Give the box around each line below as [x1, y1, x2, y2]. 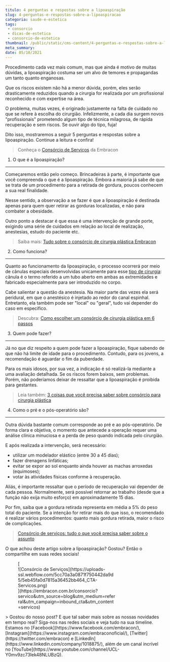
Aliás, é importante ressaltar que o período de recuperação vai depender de [5, 484, 164, 490]
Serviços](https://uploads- [50, 566, 105, 572]
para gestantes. [5, 382, 38, 388]
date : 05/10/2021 [5, 50, 42, 55]
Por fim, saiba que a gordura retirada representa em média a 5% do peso [5, 504, 158, 510]
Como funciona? [12, 248, 47, 254]
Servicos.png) [18, 582, 48, 588]
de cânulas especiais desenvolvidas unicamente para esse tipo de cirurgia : [5, 268, 162, 275]
